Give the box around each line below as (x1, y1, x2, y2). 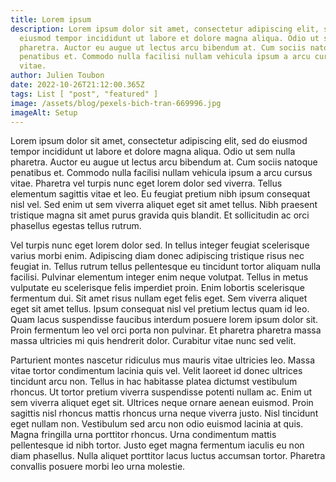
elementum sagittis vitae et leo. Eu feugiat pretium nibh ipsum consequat (10, 188, 311, 200)
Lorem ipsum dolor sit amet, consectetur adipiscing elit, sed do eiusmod (10, 135, 308, 147)
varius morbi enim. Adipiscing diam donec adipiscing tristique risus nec (10, 250, 305, 262)
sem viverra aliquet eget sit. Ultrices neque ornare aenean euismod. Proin (10, 397, 314, 409)
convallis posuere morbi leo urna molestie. (10, 461, 186, 473)
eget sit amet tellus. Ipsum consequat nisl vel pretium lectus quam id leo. (10, 303, 310, 315)
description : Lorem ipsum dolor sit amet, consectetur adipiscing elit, (10, 24, 320, 34)
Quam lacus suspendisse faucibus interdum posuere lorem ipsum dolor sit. (10, 314, 319, 326)
